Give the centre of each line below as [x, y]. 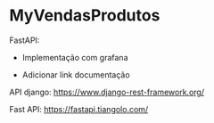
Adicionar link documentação [76, 74]
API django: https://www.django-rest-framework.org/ [107, 92]
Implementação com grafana [75, 57]
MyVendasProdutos [85, 16]
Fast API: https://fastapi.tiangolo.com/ [79, 109]
